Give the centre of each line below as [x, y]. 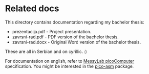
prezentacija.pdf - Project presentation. [52, 31]
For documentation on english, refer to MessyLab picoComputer [70, 61]
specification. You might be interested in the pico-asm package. [70, 66]
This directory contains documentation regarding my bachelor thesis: [75, 22]
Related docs [32, 9]
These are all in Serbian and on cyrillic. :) [46, 51]
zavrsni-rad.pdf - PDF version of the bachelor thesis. [65, 37]
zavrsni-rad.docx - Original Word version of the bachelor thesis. [76, 42]
